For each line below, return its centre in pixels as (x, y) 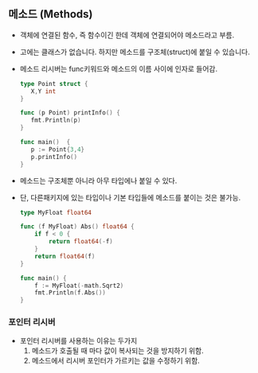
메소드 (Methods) (51, 14)
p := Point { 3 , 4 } (58, 150)
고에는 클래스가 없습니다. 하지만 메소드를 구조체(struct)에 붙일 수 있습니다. (135, 52)
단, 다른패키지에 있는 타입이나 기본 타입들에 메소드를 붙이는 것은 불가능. (130, 197)
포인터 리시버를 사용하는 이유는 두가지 (78, 341)
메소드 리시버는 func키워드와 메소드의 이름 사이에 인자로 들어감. (119, 68)
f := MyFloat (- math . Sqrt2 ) (79, 286)
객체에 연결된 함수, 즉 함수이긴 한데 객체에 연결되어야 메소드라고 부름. (127, 35)
